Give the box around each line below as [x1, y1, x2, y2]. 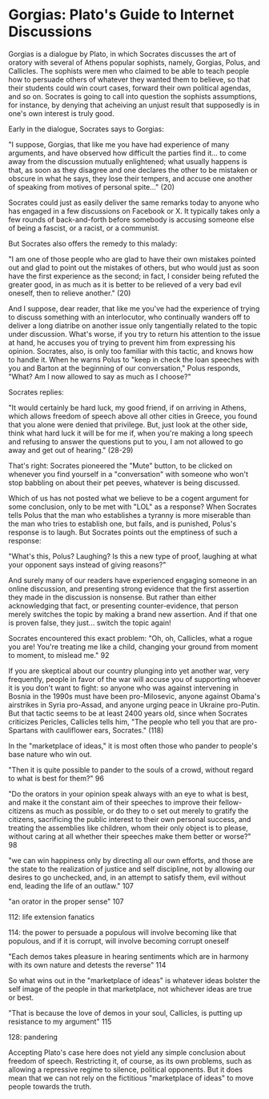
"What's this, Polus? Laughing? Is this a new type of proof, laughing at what [8, 551, 258, 561]
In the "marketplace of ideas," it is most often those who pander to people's [8, 740, 258, 750]
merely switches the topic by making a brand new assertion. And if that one [8, 609, 258, 619]
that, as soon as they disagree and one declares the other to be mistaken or [8, 165, 258, 174]
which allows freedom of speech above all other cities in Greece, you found [8, 411, 258, 421]
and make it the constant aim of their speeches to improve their [8, 797, 218, 807]
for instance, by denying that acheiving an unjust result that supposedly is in [8, 100, 260, 110]
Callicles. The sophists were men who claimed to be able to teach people [8, 66, 250, 75]
